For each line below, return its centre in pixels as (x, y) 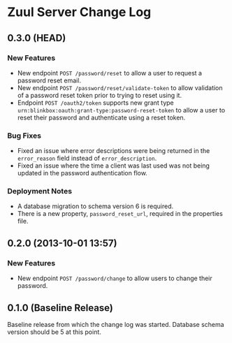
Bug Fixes (24, 136)
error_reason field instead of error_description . (87, 159)
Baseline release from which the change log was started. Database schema (116, 324)
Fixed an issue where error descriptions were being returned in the (114, 151)
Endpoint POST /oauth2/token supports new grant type (96, 103)
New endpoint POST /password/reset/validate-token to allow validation (120, 87)
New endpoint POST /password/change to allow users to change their (115, 278)
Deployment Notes (39, 191)
